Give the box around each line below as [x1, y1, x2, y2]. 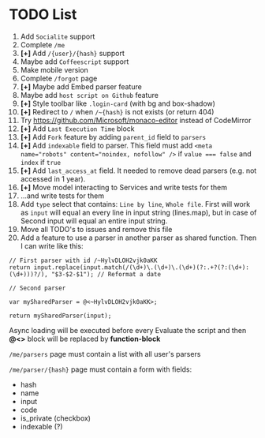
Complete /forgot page [20, 73, 98, 83]
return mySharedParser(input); [9, 312, 112, 320]
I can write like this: [20, 241, 84, 250]
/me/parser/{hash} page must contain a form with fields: [9, 365, 192, 374]
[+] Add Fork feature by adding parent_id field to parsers [20, 132, 207, 141]
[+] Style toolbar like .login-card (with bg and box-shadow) [20, 99, 216, 108]
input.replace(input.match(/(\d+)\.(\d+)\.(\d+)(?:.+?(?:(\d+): [33, 263, 249, 271]
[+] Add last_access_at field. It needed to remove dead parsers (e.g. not [20, 166, 257, 175]
